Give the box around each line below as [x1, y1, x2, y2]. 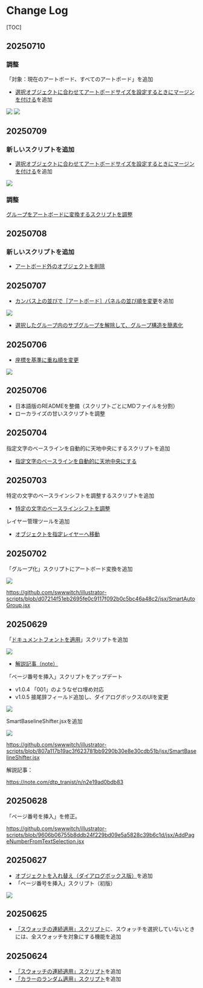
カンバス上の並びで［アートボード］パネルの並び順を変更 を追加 [14, 297, 174, 305]
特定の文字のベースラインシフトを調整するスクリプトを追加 [6, 492, 155, 499]
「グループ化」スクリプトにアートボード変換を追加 [6, 565, 133, 573]
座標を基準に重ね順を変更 [14, 356, 79, 363]
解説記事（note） [14, 660, 59, 667]
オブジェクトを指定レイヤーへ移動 [14, 530, 100, 538]
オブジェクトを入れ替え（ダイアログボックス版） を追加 [14, 872, 153, 879]
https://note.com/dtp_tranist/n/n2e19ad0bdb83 [6, 778, 124, 785]
